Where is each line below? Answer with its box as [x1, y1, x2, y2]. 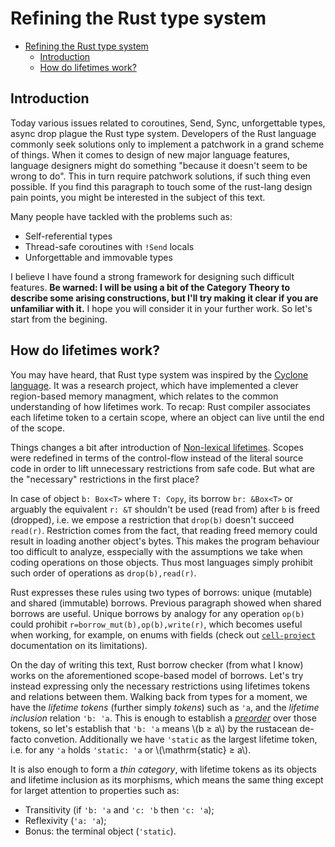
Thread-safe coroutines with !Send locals [24, 240, 195, 252]
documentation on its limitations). [10, 639, 148, 651]
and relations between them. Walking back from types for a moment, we [10, 690, 308, 702]
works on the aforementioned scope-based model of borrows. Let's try [10, 669, 304, 681]
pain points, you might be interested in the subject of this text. [10, 191, 266, 203]
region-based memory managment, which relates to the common [10, 390, 279, 402]
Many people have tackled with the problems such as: [10, 210, 233, 222]
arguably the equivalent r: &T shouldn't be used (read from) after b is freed [10, 503, 320, 515]
